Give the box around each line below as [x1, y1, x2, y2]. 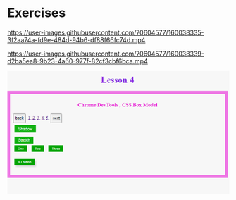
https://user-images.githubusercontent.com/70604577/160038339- [7, 49, 204, 58]
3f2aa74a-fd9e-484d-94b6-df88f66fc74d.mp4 [7, 35, 146, 44]
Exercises [7, 5, 66, 21]
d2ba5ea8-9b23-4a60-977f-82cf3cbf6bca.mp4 [7, 56, 148, 65]
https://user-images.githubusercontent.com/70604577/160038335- [7, 28, 204, 37]
